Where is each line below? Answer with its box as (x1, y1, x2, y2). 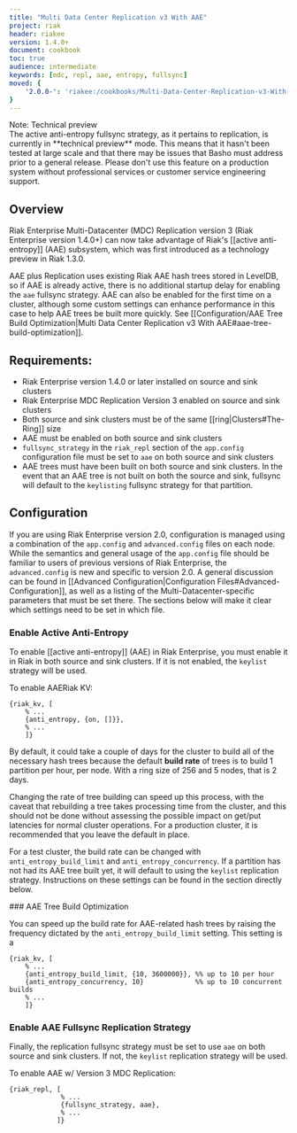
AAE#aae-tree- (216, 318, 272, 329)
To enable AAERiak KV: (9, 683, 93, 694)
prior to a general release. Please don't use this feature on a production (9, 157, 270, 168)
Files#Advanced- (217, 576, 280, 586)
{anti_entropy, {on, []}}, (25, 715, 125, 725)
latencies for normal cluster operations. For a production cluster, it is (9, 820, 258, 831)
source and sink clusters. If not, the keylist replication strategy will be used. (9, 1051, 288, 1061)
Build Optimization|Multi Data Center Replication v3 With (9, 318, 215, 329)
